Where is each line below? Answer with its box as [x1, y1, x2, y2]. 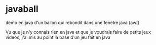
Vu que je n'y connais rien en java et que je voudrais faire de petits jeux [5, 29, 151, 35]
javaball [5, 3, 39, 15]
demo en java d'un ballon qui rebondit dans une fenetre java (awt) [5, 20, 140, 25]
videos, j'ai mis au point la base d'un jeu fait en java [5, 34, 111, 40]
